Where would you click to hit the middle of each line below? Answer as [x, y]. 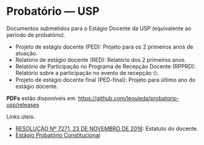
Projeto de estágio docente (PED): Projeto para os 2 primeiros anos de [104, 47]
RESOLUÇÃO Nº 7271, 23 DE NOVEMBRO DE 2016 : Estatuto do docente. [107, 128]
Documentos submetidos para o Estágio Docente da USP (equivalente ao [99, 28]
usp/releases [23, 104]
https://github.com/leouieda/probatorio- [128, 98]
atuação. [26, 53]
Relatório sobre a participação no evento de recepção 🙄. [87, 72]
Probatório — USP [53, 11]
